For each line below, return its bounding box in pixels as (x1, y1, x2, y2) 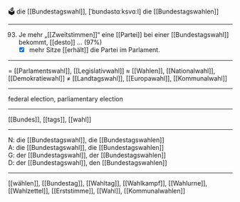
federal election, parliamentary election (8, 95, 124, 103)
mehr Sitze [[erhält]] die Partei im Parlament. (28, 46, 160, 54)
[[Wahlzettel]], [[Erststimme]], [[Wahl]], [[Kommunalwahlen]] (8, 186, 186, 196)
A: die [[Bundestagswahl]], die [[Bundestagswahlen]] (8, 143, 165, 152)
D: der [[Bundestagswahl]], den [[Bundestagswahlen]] (8, 158, 167, 167)
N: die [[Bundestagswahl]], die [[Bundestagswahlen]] (8, 136, 165, 144)
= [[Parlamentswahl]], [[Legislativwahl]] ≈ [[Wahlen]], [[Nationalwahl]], (8, 66, 216, 75)
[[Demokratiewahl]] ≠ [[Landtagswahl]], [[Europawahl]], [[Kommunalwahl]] (8, 74, 227, 83)
